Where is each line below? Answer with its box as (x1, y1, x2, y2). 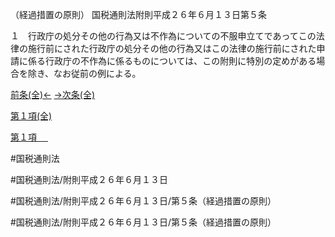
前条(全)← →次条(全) (10, 89, 96, 100)
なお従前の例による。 (53, 68, 142, 79)
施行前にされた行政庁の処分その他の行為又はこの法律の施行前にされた (27, 43, 317, 54)
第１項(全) (10, 110, 53, 122)
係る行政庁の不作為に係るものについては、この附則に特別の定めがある (27, 55, 317, 67)
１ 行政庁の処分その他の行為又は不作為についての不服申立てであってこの (10, 30, 317, 42)
